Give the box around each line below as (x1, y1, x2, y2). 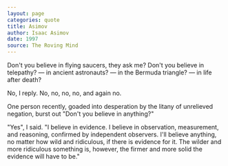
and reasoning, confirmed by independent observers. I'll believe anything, (7, 130, 217, 138)
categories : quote (7, 17, 60, 23)
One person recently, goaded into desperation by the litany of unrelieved (7, 103, 214, 110)
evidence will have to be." (7, 152, 81, 160)
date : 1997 (7, 36, 39, 43)
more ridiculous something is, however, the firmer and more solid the (7, 145, 203, 153)
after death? (7, 76, 42, 83)
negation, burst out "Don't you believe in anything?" (7, 110, 154, 118)
